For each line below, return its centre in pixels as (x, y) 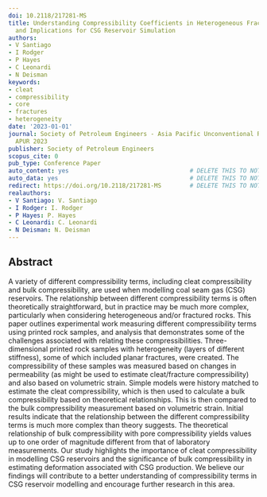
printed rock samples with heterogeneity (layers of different (147, 349)
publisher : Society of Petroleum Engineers (81, 149)
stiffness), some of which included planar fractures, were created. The (124, 357)
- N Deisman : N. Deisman (49, 230)
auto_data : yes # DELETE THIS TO (128, 179)
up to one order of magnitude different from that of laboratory (109, 441)
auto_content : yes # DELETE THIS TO (128, 171)
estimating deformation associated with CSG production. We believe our (126, 467)
